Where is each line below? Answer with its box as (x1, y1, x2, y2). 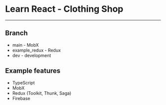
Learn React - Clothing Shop (5, 3, 124, 15)
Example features (5, 67, 61, 75)
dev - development (12, 52, 51, 58)
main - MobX (12, 42, 39, 48)
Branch (5, 29, 28, 37)
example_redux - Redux (12, 47, 61, 53)
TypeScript (12, 79, 35, 85)
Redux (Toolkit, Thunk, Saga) (12, 90, 72, 96)
